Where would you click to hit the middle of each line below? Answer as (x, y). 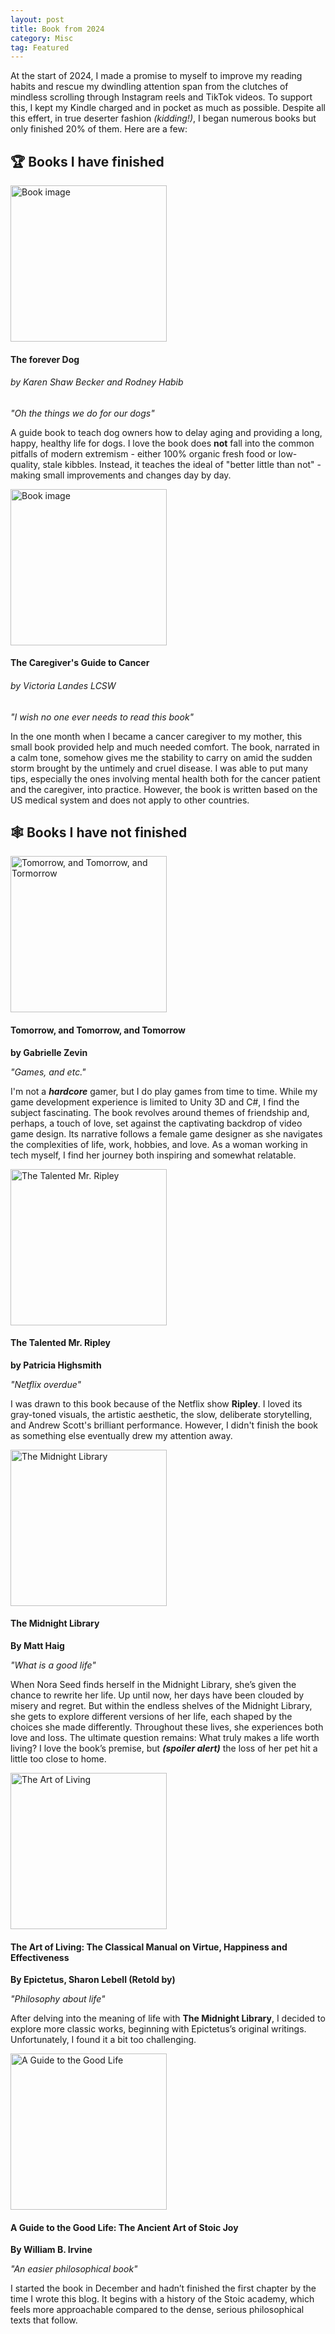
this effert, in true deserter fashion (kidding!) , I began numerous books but (163, 118)
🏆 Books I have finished (87, 161)
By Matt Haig (37, 1646)
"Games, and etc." (48, 1072)
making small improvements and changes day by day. (121, 475)
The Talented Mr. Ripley (61, 1343)
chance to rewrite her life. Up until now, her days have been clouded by (157, 1695)
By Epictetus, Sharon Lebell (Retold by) (93, 1980)
